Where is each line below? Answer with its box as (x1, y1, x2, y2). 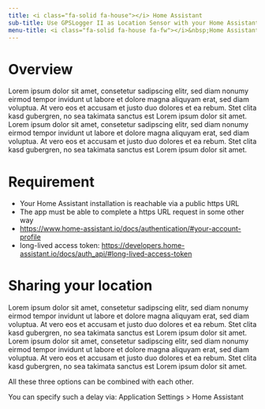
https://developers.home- (101, 241, 185, 250)
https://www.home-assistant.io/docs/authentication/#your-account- (19, 224, 242, 234)
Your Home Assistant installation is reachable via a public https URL (19, 199, 240, 208)
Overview (8, 60, 73, 78)
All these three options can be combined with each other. (8, 377, 195, 387)
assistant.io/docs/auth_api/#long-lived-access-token (19, 250, 192, 259)
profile (19, 232, 41, 242)
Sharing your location (8, 277, 153, 295)
